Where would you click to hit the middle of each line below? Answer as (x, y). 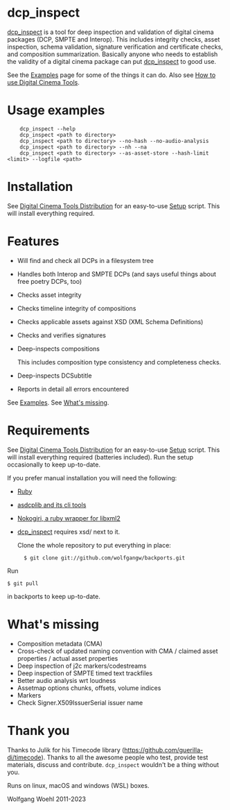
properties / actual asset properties (68, 658)
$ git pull (23, 583)
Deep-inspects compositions (59, 348)
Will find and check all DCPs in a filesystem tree (85, 260)
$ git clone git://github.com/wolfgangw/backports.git (105, 558)
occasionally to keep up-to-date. (54, 464)
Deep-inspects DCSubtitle (54, 376)
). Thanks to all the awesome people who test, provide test (125, 757)
